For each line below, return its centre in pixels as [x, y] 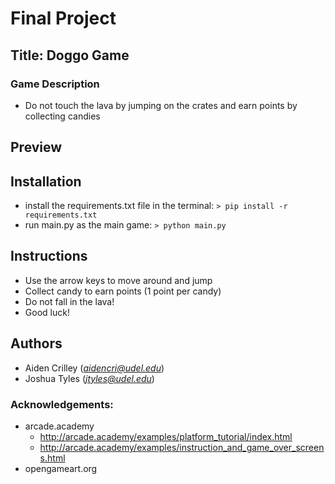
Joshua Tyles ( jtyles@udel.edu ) [89, 378]
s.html [52, 458]
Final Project [63, 18]
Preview [36, 147]
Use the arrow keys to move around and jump [118, 280]
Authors [36, 343]
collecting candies [62, 116]
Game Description [55, 84]
